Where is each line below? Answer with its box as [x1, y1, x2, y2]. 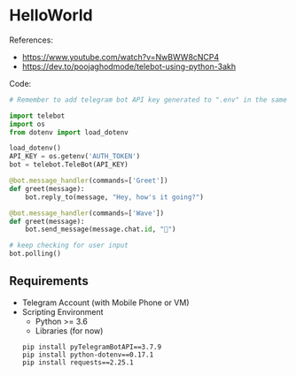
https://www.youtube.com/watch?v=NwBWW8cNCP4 [21, 51, 220, 62]
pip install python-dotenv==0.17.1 [21, 350, 154, 359]
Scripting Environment [21, 306, 104, 317]
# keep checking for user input [9, 241, 129, 250]
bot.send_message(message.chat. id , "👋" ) [25, 225, 176, 234]
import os [9, 119, 46, 128]
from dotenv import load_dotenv [9, 127, 129, 137]
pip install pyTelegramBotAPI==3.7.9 [21, 342, 162, 351]
